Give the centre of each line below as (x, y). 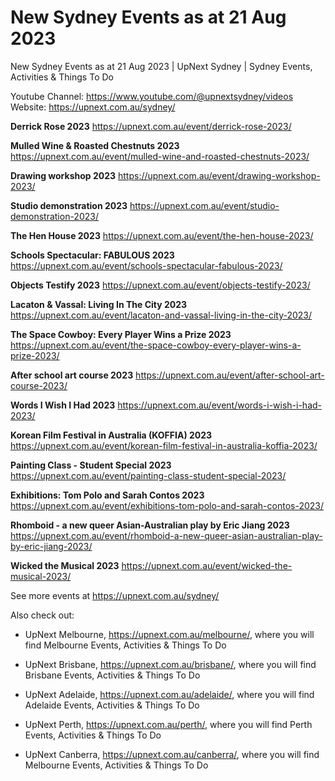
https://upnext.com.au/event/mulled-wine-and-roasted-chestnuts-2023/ (160, 156)
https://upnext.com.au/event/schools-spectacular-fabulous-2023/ (146, 265)
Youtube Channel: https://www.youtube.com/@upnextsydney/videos (152, 96)
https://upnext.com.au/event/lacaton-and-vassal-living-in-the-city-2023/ (161, 315)
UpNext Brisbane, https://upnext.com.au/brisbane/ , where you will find (170, 664)
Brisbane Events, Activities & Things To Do (112, 675)
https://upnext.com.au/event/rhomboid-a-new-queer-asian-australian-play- (166, 535)
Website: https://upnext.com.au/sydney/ (93, 107)
